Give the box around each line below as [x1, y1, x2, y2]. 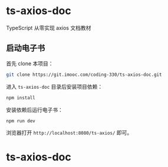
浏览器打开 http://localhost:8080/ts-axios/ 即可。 [6, 129, 133, 136]
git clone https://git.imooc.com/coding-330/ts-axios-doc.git [6, 72, 162, 78]
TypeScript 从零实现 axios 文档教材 [6, 24, 91, 31]
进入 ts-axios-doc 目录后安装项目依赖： [6, 83, 103, 90]
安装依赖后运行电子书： [6, 106, 63, 113]
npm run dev [6, 118, 35, 124]
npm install [6, 95, 35, 101]
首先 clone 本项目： [6, 60, 54, 67]
